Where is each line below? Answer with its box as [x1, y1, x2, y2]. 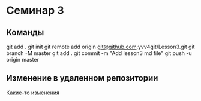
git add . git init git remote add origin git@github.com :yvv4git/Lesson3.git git [6, 43, 195, 50]
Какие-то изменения [6, 89, 60, 96]
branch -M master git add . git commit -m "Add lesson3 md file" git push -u [6, 50, 192, 57]
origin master [6, 56, 39, 63]
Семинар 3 [6, 4, 64, 17]
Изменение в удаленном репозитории [6, 73, 158, 84]
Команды [6, 27, 44, 38]
